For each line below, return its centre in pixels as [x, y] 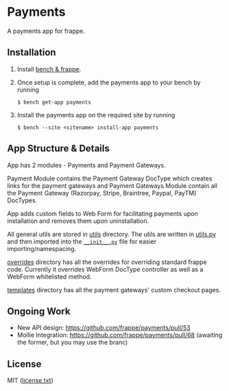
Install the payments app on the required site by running [96, 115]
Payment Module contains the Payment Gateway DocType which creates [110, 178]
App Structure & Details [58, 149]
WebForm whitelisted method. [49, 276]
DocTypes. [22, 200]
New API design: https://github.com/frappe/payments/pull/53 [104, 328]
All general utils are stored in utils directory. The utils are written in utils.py [112, 234]
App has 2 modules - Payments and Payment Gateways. [86, 165]
